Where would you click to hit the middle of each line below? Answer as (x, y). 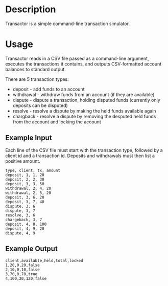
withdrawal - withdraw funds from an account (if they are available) (83, 94)
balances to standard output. (36, 69)
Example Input (29, 138)
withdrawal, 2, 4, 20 (28, 188)
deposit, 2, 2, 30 (25, 179)
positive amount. (23, 161)
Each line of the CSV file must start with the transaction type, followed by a (84, 150)
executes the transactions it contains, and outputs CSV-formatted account (83, 64)
